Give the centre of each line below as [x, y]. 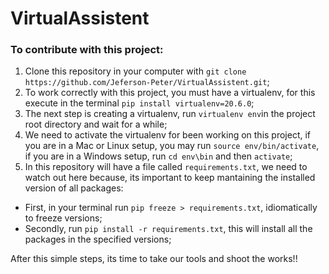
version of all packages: [74, 188]
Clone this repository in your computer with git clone [135, 71]
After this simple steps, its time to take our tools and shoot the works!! [154, 259]
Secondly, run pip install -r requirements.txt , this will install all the [168, 229]
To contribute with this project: [87, 50]
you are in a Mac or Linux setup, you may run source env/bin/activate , [172, 146]
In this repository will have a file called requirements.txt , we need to [166, 167]
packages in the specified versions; [98, 239]
